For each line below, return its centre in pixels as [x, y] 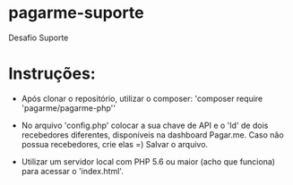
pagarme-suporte [76, 13]
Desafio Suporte [39, 38]
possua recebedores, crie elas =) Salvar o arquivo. [114, 144]
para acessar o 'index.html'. [73, 171]
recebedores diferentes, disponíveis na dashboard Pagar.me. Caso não [152, 135]
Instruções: [52, 74]
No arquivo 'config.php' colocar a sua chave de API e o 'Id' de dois [145, 125]
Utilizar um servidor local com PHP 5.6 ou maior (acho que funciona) [148, 161]
